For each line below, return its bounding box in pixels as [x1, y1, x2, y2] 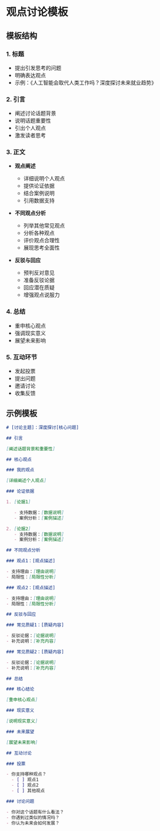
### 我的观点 [6, 467, 35, 473]
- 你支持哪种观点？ [6, 771, 47, 777]
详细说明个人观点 [23, 175, 65, 182]
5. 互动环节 [6, 353, 38, 361]
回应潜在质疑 [23, 284, 55, 291]
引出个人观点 [14, 124, 46, 131]
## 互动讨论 [6, 750, 32, 756]
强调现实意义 [14, 329, 46, 337]
